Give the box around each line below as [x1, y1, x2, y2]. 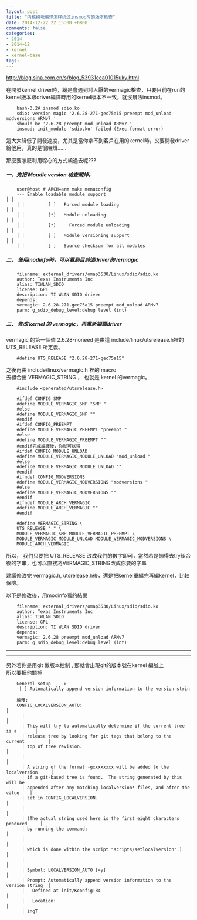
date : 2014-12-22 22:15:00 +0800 [6, 19, 88, 25]
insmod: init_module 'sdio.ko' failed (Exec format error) [16, 126, 164, 132]
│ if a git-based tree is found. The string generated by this [21, 775, 182, 781]
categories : [6, 31, 35, 36]
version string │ [6, 883, 51, 889]
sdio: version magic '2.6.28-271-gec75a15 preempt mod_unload [16, 110, 172, 116]
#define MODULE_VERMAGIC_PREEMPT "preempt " [16, 427, 127, 433]
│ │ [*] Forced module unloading [16, 222, 130, 228]
